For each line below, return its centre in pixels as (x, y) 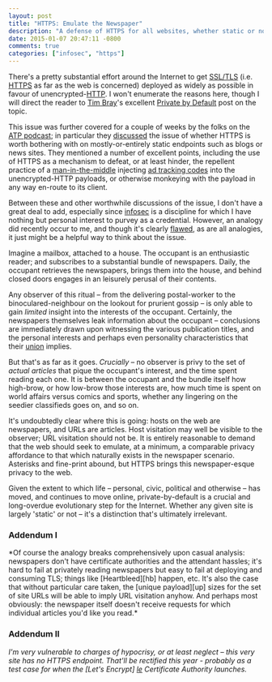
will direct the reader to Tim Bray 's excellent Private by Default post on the (132, 103)
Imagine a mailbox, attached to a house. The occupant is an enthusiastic (129, 253)
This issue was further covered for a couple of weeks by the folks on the (130, 127)
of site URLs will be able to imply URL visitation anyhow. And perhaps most (133, 596)
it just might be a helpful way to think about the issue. (98, 237)
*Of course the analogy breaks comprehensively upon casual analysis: (127, 553)
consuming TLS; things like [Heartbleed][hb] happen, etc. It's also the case (134, 579)
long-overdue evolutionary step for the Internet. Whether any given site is (131, 505)
